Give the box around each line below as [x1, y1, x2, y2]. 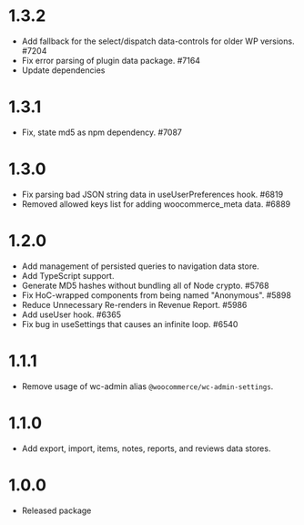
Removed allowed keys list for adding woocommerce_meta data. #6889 [21, 198, 291, 210]
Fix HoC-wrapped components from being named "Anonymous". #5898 [21, 289, 292, 301]
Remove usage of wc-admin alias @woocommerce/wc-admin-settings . [21, 380, 274, 392]
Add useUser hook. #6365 [21, 309, 122, 320]
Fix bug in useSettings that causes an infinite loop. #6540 [21, 318, 238, 329]
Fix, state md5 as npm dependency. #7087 [21, 127, 183, 138]
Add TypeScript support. [21, 270, 115, 281]
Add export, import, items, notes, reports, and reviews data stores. [21, 443, 271, 454]
